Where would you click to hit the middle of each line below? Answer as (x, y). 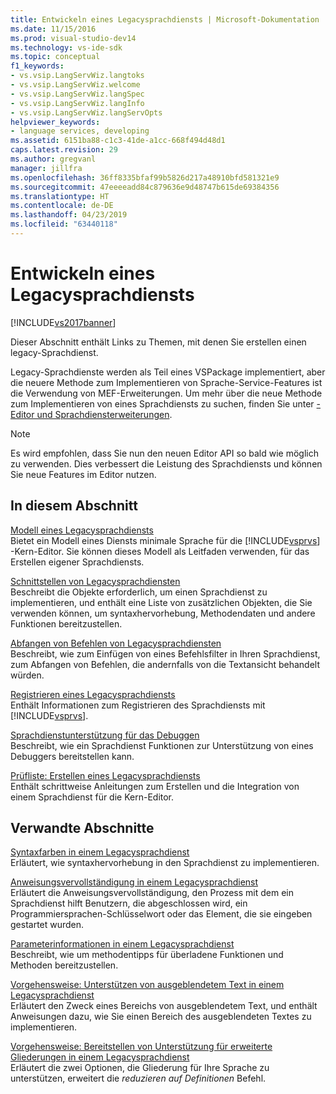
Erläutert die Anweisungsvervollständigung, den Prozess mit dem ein (152, 893)
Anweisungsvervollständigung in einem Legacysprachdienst (134, 882)
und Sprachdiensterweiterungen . (104, 414)
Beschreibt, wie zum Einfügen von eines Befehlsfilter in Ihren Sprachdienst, (165, 653)
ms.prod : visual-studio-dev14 (73, 38)
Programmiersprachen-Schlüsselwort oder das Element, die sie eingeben (161, 914)
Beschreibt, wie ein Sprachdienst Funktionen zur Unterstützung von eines (162, 745)
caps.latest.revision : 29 (64, 150)
